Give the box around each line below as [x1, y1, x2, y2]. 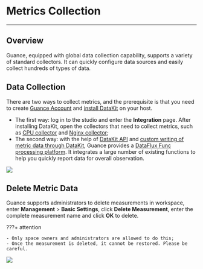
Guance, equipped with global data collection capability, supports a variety [6, 51, 193, 59]
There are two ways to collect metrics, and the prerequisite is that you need [6, 98, 195, 105]
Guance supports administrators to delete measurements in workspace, [6, 199, 185, 206]
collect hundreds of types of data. [6, 65, 91, 72]
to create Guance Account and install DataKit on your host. [6, 104, 153, 112]
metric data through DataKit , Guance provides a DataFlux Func [14, 142, 171, 149]
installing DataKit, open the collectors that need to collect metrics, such [14, 122, 193, 130]
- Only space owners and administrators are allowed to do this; [6, 235, 174, 242]
